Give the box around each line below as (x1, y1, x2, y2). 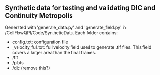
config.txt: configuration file (12, 39, 68, 45)
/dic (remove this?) (12, 65, 50, 71)
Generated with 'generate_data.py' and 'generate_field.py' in (5, 24, 126, 30)
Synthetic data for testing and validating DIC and (5, 4, 156, 12)
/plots (12, 59, 24, 65)
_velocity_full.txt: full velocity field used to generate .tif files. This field (12, 44, 152, 50)
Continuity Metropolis (5, 12, 73, 20)
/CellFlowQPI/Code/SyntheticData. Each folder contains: (5, 29, 118, 36)
